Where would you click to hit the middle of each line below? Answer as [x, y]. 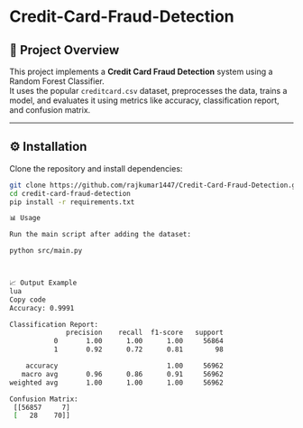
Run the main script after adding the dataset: [101, 235]
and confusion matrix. [50, 110]
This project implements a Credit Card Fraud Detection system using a [141, 71]
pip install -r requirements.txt [72, 202]
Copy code [28, 300]
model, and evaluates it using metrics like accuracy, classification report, [144, 100]
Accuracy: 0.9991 [42, 308]
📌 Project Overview [64, 50]
